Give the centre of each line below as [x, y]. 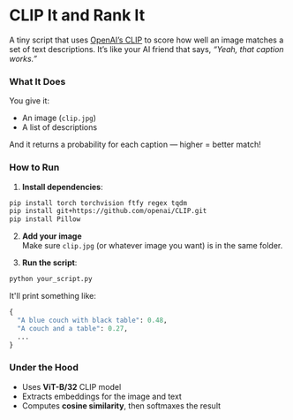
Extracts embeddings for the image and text [102, 396]
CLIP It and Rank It [77, 15]
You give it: [30, 101]
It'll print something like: [53, 296]
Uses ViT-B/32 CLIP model [71, 386]
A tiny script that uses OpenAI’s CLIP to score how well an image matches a [146, 40]
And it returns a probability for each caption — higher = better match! [135, 145]
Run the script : [49, 263]
